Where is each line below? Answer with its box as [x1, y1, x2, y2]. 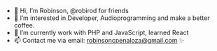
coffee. [13, 21, 35, 29]
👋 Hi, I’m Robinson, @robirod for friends [13, 7, 129, 14]
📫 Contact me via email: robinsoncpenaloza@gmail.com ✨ [13, 37, 185, 44]
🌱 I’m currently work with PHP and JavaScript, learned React [13, 28, 189, 37]
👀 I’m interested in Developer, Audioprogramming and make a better [13, 14, 210, 22]
